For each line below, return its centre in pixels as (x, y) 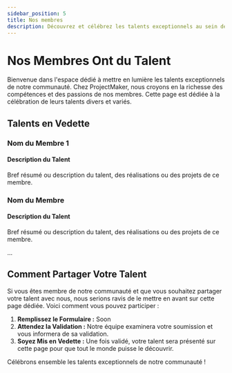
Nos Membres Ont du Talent (89, 60)
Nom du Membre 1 (38, 143)
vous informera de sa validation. (63, 334)
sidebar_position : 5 (37, 13)
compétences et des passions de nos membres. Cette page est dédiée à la (114, 95)
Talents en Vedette (48, 123)
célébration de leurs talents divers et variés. (70, 102)
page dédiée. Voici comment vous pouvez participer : (83, 305)
